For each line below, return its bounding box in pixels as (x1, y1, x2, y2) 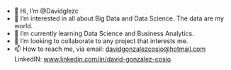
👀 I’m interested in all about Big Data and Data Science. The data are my (13, 14, 225, 23)
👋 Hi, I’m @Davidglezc (13, 7, 79, 15)
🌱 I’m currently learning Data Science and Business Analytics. (13, 29, 194, 37)
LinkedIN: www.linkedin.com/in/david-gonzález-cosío (13, 55, 171, 63)
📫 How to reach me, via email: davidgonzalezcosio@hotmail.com (13, 45, 206, 53)
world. (13, 22, 33, 30)
